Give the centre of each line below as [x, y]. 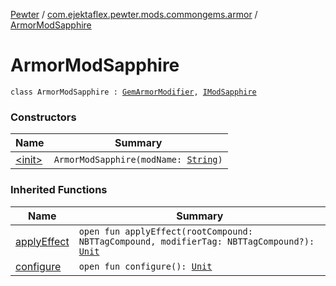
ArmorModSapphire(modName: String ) [138, 160]
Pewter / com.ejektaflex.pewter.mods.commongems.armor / [134, 14]
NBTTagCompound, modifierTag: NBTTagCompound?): [196, 241]
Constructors [43, 117]
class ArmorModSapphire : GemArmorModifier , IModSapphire [133, 92]
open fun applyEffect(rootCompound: [165, 231]
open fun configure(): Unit [145, 266]
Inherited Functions [59, 190]
